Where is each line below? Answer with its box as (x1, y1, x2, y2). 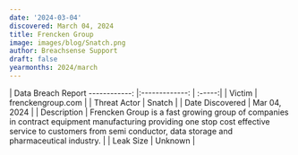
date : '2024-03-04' (9, 13, 82, 22)
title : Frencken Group (9, 30, 94, 39)
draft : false (9, 55, 58, 64)
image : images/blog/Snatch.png (9, 38, 126, 47)
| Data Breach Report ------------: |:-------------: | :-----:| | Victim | (9, 87, 258, 99)
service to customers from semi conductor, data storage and (9, 125, 234, 136)
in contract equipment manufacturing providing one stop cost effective (9, 116, 270, 126)
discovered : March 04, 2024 (9, 22, 115, 30)
